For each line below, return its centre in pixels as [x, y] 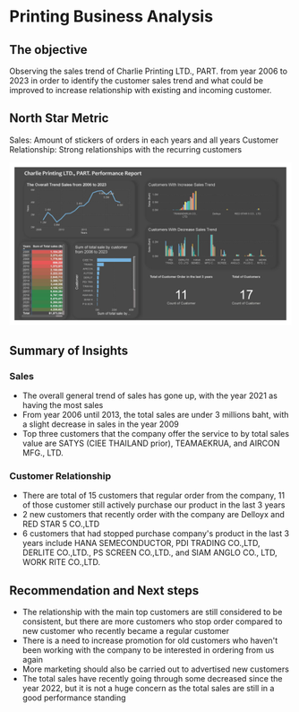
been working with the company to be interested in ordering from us [148, 650]
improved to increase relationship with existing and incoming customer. [141, 90]
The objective [48, 50]
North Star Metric [59, 118]
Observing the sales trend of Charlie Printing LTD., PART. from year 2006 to [149, 71]
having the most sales [63, 404]
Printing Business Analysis [111, 17]
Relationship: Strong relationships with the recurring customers [126, 149]
